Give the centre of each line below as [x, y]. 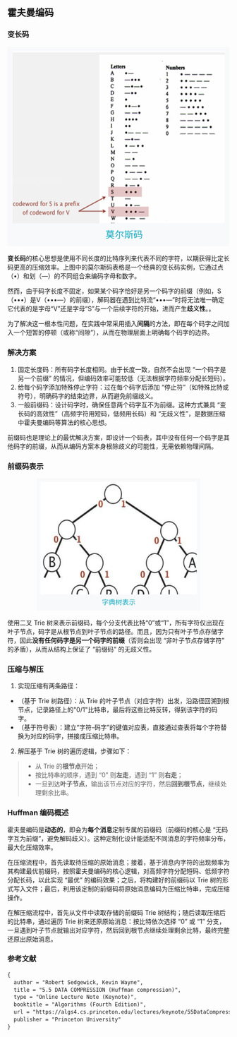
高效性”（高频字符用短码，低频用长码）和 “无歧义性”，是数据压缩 [131, 413]
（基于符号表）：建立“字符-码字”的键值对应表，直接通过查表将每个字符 [119, 727]
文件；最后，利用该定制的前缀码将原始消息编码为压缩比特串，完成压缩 [128, 889]
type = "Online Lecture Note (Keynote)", [75, 997]
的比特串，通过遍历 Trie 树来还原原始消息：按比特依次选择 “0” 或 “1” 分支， [116, 921]
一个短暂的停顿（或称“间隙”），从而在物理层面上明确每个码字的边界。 [113, 332]
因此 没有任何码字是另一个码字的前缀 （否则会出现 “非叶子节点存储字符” [122, 640]
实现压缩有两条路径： [48, 686]
